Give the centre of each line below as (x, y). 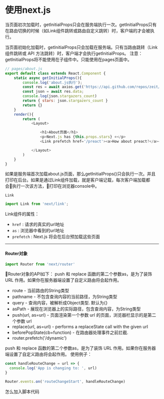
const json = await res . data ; (53, 92)
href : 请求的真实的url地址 (38, 224)
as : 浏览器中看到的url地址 (38, 230)
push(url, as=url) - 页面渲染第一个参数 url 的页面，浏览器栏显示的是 (80, 315)
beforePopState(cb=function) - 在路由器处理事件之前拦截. (70, 333)
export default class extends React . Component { (55, 73)
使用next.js (28, 10)
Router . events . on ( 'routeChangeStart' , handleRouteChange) (65, 382)
